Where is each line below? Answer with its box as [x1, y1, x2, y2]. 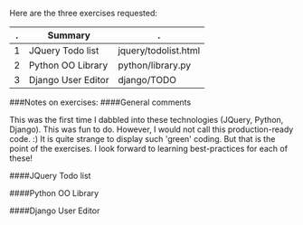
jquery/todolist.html [117, 44, 201, 57]
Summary [47, 29, 90, 42]
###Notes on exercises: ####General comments [9, 97, 192, 108]
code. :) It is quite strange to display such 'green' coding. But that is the [9, 134, 276, 144]
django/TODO [117, 74, 177, 86]
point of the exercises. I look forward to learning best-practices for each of [9, 144, 288, 154]
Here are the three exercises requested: [9, 8, 158, 18]
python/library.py [117, 59, 192, 71]
